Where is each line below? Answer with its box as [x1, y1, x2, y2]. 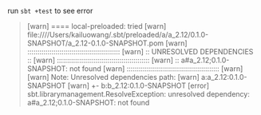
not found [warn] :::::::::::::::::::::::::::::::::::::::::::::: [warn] [69, 64, 243, 73]
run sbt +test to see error [7, 6, 93, 15]
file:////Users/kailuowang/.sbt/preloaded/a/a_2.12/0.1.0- [26, 30, 209, 39]
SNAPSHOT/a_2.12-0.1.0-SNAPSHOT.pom [26, 38, 164, 48]
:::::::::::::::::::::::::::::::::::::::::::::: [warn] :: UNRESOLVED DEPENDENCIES [26, 47, 254, 56]
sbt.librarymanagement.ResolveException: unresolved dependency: [26, 89, 251, 98]
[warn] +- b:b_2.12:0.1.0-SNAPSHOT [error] [67, 81, 209, 90]
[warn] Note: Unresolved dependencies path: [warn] [26, 73, 200, 81]
